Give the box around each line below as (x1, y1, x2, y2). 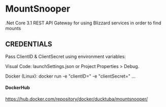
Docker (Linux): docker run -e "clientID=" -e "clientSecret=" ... (5, 73, 136, 79)
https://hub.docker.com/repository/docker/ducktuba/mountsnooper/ (5, 96, 148, 102)
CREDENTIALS (5, 40, 52, 49)
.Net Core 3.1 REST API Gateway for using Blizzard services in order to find (5, 20, 161, 26)
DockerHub (5, 85, 30, 91)
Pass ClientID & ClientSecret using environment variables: (5, 53, 126, 59)
